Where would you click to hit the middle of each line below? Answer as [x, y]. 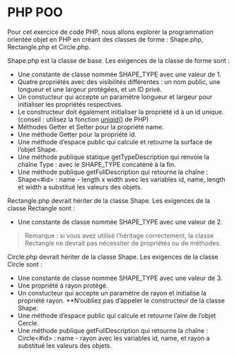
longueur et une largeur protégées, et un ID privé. [90, 89]
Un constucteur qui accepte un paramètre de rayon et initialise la [112, 293]
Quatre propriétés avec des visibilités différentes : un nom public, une [119, 81]
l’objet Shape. [37, 149]
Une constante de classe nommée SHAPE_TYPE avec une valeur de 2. [120, 222]
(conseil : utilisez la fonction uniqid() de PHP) [83, 119]
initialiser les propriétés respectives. [70, 104]
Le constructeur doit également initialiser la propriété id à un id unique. [121, 112]
